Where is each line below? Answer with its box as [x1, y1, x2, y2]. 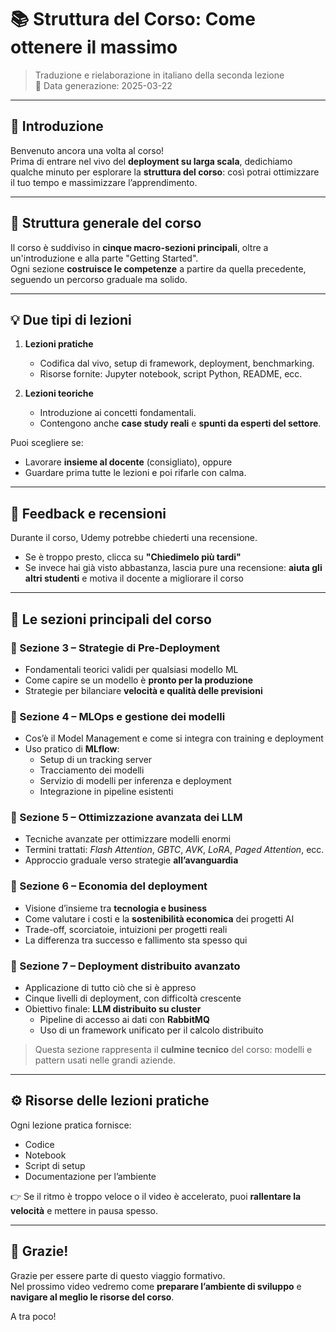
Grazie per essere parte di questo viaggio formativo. [10, 1269, 226, 1281]
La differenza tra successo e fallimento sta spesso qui [24, 934, 248, 946]
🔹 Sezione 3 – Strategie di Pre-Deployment [10, 641, 221, 655]
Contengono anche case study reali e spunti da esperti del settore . [39, 417, 322, 430]
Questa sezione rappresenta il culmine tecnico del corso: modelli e [34, 1044, 313, 1056]
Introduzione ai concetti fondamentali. [39, 407, 197, 419]
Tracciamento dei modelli [39, 764, 145, 776]
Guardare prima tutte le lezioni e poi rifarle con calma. [24, 467, 247, 479]
